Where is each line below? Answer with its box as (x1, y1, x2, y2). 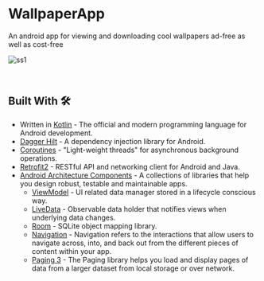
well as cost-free (8, 39, 64, 49)
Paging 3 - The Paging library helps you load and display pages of (31, 255, 249, 264)
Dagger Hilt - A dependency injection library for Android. (19, 136, 206, 146)
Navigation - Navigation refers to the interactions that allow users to (31, 229, 254, 239)
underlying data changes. (31, 213, 116, 222)
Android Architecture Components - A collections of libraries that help (19, 170, 250, 180)
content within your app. (31, 246, 112, 256)
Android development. (19, 128, 93, 138)
